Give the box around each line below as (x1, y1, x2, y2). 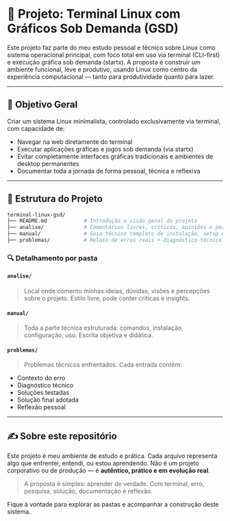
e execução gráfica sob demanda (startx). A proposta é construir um (7, 58, 201, 66)
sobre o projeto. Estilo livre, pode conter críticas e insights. (23, 294, 190, 302)
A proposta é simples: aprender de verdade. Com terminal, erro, (23, 480, 205, 488)
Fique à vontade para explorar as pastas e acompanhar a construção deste (7, 500, 219, 509)
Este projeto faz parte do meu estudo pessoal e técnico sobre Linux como (7, 43, 216, 51)
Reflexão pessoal (16, 403, 66, 411)
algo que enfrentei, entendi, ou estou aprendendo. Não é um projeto (7, 459, 200, 468)
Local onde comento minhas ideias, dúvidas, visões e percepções (23, 287, 210, 295)
